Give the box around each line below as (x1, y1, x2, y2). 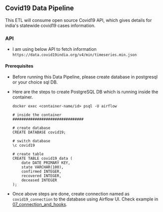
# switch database (12, 139, 51, 144)
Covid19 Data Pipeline (5, 4, 74, 12)
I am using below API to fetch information (12, 46, 97, 52)
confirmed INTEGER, (21, 169, 62, 174)
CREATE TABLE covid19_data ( (12, 156, 73, 161)
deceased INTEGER (21, 178, 57, 183)
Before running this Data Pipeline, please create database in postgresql (12, 74, 158, 80)
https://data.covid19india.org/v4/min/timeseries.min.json (12, 52, 137, 58)
